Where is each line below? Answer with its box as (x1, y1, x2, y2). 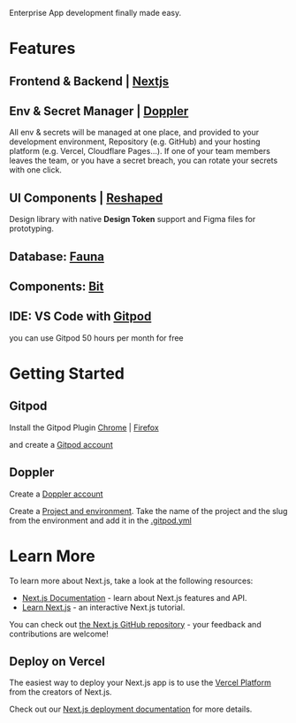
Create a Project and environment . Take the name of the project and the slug (9, 505, 288, 516)
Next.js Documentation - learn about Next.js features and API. (21, 592, 247, 603)
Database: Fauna (9, 249, 104, 264)
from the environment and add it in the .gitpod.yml (9, 515, 192, 526)
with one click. (9, 165, 62, 175)
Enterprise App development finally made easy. (9, 8, 182, 18)
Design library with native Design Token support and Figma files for (9, 214, 256, 225)
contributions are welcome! (9, 628, 109, 639)
